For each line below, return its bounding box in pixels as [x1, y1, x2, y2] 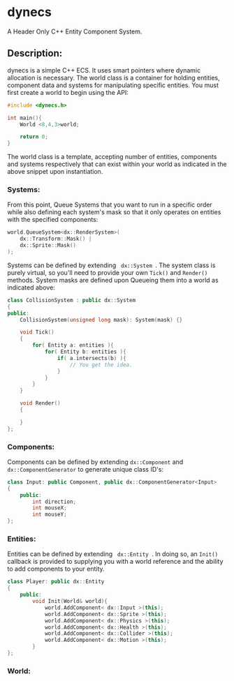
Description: [7, 47, 63, 59]
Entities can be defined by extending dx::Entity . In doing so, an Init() [7, 550, 219, 558]
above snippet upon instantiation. [7, 167, 103, 176]
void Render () [20, 400, 61, 407]
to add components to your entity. [7, 564, 105, 573]
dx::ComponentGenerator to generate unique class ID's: [7, 465, 164, 473]
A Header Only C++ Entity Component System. [7, 27, 142, 36]
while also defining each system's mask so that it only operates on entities [7, 208, 221, 216]
